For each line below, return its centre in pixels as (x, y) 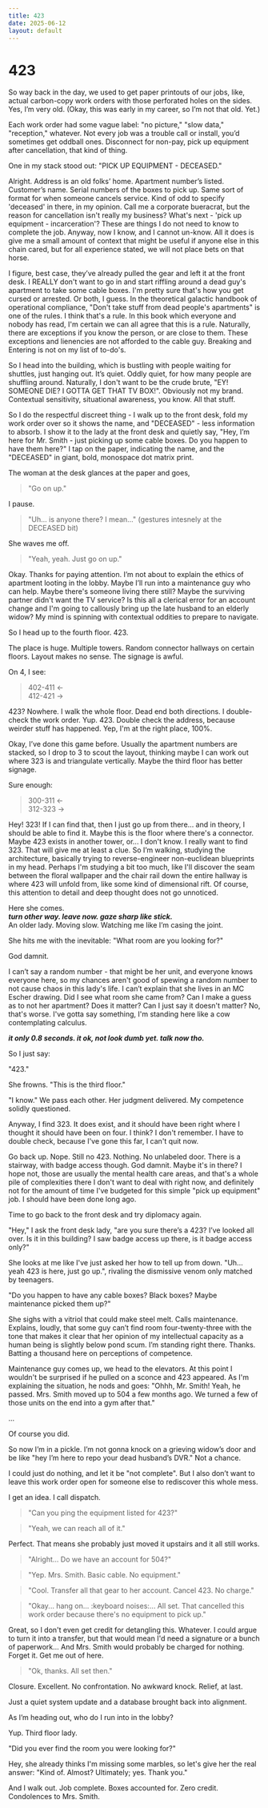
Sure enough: (31, 785)
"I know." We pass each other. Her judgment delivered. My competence (126, 1100)
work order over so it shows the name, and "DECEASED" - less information (132, 423)
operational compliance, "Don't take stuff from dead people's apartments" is (134, 307)
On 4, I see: (27, 672)
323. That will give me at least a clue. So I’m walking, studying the (117, 850)
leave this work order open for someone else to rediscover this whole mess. (133, 1482)
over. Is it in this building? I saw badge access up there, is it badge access (130, 1239)
